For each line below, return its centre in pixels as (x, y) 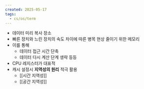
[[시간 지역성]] (33, 75)
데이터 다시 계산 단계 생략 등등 (48, 57)
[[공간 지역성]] (33, 82)
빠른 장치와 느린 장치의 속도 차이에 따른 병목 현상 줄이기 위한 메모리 (76, 39)
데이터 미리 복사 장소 (32, 33)
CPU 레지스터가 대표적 (34, 63)
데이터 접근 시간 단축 (39, 51)
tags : (10, 14)
